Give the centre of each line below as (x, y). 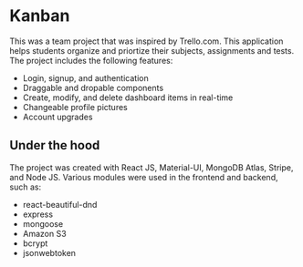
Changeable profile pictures (75, 107)
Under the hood (55, 145)
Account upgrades (57, 117)
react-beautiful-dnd (60, 204)
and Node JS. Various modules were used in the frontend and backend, (144, 177)
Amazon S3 (44, 233)
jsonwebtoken (49, 252)
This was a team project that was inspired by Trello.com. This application (146, 41)
